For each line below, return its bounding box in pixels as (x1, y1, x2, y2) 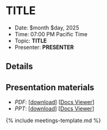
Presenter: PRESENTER (14, 44, 74, 51)
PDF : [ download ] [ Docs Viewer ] (14, 99, 95, 106)
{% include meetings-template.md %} (6, 117, 101, 124)
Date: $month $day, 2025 (14, 24, 79, 31)
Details (6, 61, 33, 72)
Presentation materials (6, 82, 95, 93)
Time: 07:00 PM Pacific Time (14, 30, 88, 37)
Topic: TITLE (14, 37, 47, 44)
